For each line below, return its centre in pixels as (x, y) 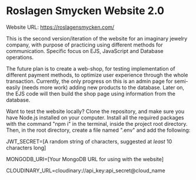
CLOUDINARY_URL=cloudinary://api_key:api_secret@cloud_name (86, 170)
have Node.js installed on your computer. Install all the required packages (95, 117)
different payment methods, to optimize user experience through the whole (97, 75)
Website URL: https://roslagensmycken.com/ (60, 27)
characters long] (26, 148)
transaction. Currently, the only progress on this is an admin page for (89, 81)
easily (13, 87)
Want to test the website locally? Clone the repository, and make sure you (95, 111)
